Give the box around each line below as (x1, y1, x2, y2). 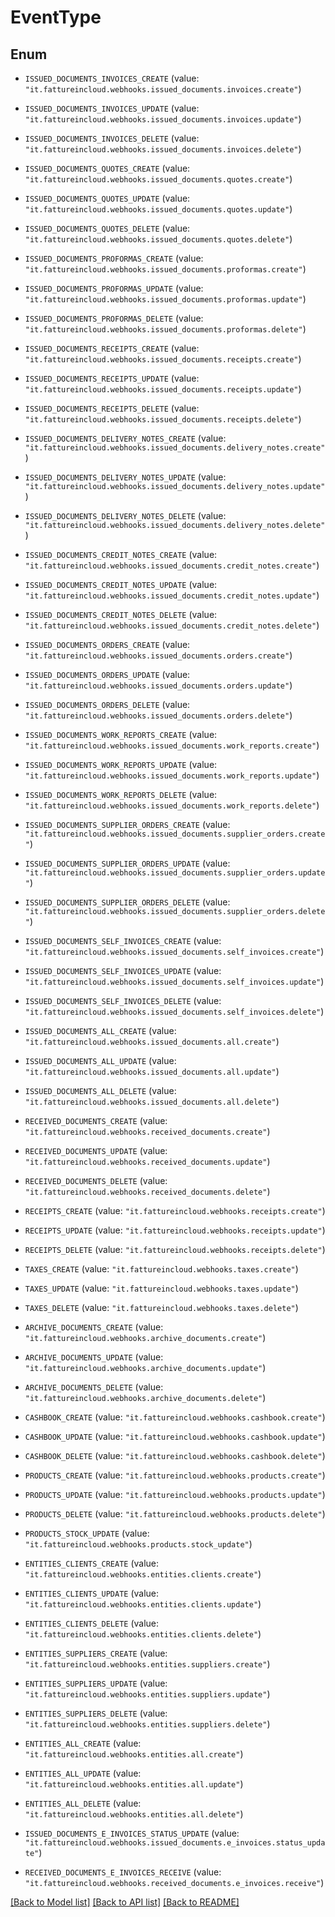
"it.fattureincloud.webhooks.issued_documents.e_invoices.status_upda (24, 1838, 326, 1848)
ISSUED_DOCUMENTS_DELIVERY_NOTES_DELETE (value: (24, 510, 227, 521)
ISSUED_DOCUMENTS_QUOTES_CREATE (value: (24, 162, 191, 174)
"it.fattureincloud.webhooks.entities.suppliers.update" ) (24, 1688, 271, 1700)
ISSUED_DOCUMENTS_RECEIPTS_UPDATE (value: (24, 372, 200, 384)
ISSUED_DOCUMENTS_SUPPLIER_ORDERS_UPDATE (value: (24, 857, 231, 869)
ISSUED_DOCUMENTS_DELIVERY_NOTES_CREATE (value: (24, 432, 227, 444)
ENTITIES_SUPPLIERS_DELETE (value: (24, 1707, 168, 1719)
